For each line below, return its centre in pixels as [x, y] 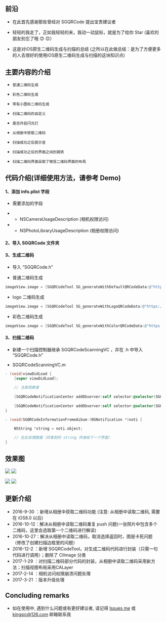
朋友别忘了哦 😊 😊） [33, 38]
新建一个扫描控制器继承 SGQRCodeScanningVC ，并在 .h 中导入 [78, 349]
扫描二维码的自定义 [29, 114]
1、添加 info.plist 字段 [27, 191]
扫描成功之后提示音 [29, 143]
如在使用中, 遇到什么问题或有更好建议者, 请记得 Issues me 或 [74, 608]
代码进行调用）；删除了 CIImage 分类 [49, 555]
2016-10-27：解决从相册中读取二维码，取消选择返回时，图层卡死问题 [82, 536]
